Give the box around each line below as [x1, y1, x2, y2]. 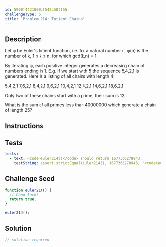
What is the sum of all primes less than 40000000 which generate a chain [5, 102, 156, 108]
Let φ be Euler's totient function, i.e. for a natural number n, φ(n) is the [5, 48, 148, 54]
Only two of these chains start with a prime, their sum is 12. [5, 93, 126, 99]
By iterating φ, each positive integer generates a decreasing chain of [5, 63, 145, 69]
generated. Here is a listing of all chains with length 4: [5, 73, 115, 79]
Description [5, 35, 42, 43]
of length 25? [5, 107, 32, 113]
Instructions [5, 122, 43, 130]
